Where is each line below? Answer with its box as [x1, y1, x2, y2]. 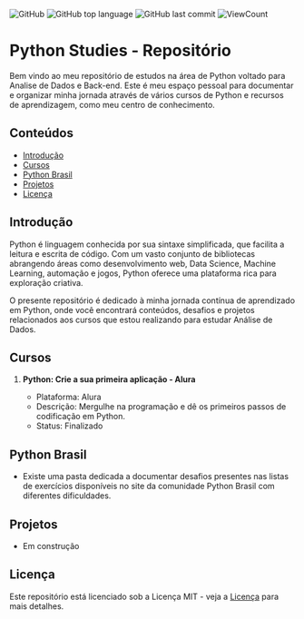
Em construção [22, 541, 80, 551]
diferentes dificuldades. [22, 490, 112, 501]
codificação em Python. [35, 411, 125, 422]
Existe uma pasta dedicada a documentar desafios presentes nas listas [22, 471, 289, 482]
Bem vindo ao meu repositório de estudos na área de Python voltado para [9, 70, 286, 81]
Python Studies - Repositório [9, 41, 231, 61]
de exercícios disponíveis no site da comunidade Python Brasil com [22, 481, 275, 492]
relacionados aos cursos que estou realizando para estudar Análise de [9, 314, 273, 325]
